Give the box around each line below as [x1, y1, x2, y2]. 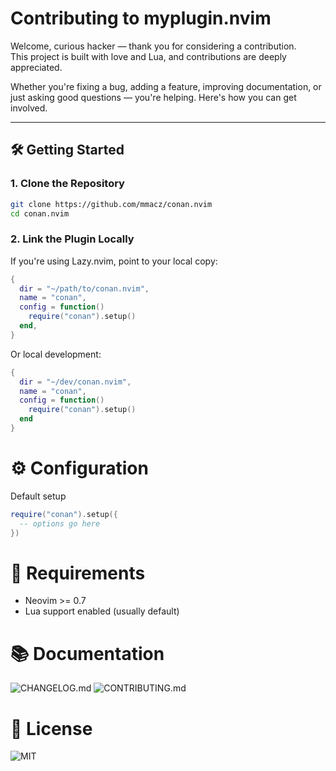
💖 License [10, 717, 93, 740]
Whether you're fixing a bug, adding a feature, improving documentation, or [10, 80, 322, 92]
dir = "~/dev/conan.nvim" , [19, 377, 132, 387]
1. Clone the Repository [10, 177, 125, 191]
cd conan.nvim [10, 208, 70, 219]
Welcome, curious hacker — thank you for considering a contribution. [10, 40, 297, 52]
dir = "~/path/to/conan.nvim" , [19, 283, 150, 294]
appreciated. [10, 61, 63, 73]
